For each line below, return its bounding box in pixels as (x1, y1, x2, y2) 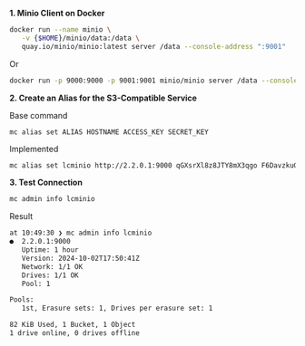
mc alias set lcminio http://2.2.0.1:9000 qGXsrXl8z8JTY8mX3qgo (9, 160, 258, 170)
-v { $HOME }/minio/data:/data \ (21, 34, 141, 43)
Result (9, 211, 34, 222)
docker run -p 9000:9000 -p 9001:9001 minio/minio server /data (9, 76, 258, 85)
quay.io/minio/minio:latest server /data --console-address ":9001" (21, 42, 286, 51)
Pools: (9, 295, 34, 304)
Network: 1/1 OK (21, 262, 84, 271)
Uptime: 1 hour (21, 245, 79, 255)
